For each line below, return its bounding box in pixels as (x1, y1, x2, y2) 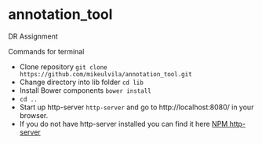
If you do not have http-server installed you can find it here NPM (19, 119, 228, 128)
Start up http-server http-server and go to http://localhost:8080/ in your (19, 102, 254, 112)
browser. (19, 110, 49, 120)
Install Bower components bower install (19, 85, 151, 95)
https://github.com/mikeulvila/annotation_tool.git (19, 70, 192, 78)
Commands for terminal (8, 46, 85, 56)
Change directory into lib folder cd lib (19, 77, 144, 87)
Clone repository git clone (19, 61, 107, 72)
